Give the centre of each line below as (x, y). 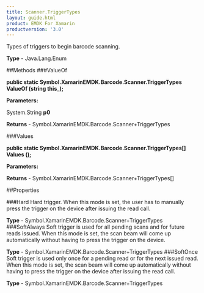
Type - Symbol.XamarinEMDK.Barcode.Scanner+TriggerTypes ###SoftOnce (102, 252)
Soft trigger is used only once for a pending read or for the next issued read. (102, 259)
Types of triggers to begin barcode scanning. (63, 47)
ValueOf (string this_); (35, 89)
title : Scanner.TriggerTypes (43, 12)
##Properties (23, 190)
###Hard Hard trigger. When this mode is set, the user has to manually (95, 202)
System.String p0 (28, 112)
